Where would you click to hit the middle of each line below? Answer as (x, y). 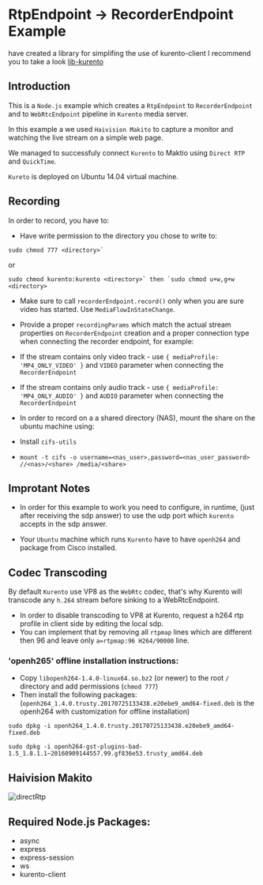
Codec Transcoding (58, 573)
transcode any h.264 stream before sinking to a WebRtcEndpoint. (114, 600)
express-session (47, 857)
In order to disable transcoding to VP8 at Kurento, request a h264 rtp (131, 615)
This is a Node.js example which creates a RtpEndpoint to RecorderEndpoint (130, 105)
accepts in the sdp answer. (64, 524)
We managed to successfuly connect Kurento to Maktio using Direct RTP (127, 152)
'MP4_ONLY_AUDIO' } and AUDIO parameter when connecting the (121, 396)
